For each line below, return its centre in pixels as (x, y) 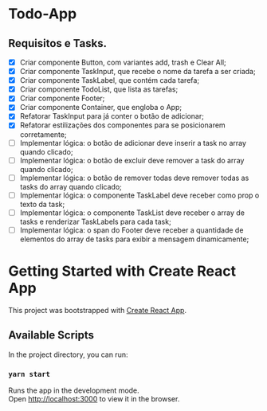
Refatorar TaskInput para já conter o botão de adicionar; (112, 116)
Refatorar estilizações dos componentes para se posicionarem (122, 125)
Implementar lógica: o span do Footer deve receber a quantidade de (132, 230)
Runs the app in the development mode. (74, 390)
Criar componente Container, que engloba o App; (100, 108)
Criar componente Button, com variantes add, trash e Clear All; (123, 62)
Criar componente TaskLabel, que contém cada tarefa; (110, 80)
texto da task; (42, 204)
